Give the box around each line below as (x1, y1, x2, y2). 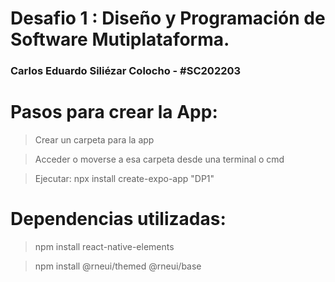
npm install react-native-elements (34, 240, 175, 252)
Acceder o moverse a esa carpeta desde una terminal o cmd (34, 153, 285, 166)
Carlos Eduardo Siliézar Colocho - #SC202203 (10, 64, 242, 78)
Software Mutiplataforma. (10, 28, 230, 51)
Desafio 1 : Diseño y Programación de (10, 7, 326, 30)
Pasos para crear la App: (10, 101, 218, 124)
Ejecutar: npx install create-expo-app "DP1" (34, 173, 215, 185)
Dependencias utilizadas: (10, 208, 227, 231)
